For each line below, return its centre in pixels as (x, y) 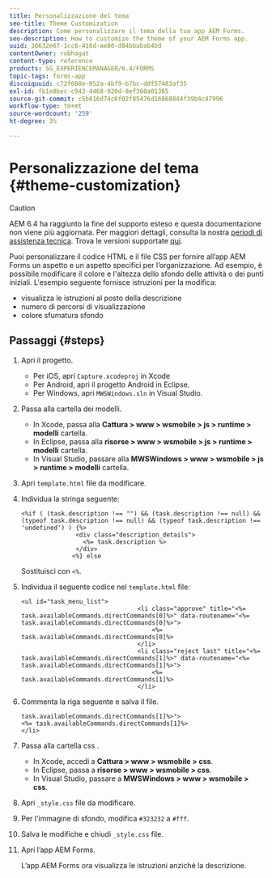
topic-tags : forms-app (47, 76)
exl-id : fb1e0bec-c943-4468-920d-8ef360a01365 (89, 91)
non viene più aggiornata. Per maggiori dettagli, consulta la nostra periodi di (136, 232)
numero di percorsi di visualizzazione (83, 306)
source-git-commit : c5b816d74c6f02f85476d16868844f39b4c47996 (116, 99)
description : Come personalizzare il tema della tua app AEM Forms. (127, 31)
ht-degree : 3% (33, 121)
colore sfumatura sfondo (62, 315)
